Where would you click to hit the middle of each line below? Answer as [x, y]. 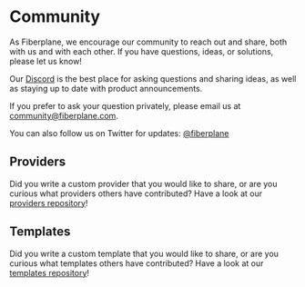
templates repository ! [49, 272]
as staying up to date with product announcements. [106, 88]
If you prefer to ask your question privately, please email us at [125, 105]
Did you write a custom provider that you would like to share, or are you [143, 183]
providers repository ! [49, 203]
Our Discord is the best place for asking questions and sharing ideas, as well [153, 78]
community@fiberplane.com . [64, 115]
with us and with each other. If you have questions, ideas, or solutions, [142, 51]
